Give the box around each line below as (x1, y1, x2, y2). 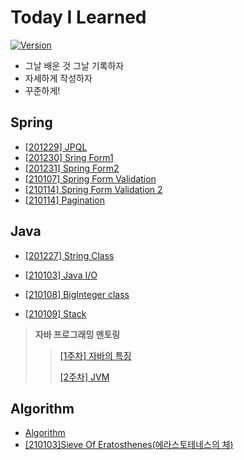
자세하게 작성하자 (24, 72, 93, 84)
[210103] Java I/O (24, 269, 98, 281)
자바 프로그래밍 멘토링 (34, 328, 121, 340)
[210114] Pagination (24, 194, 105, 206)
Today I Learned (10, 6, 147, 29)
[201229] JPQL (24, 141, 88, 153)
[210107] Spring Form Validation (24, 172, 157, 185)
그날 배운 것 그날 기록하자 (24, 59, 125, 71)
